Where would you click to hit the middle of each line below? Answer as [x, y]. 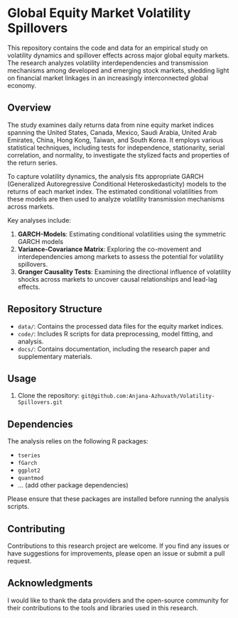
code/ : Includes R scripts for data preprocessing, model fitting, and [115, 333]
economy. [22, 85]
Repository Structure [55, 309]
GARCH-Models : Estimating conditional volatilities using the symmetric [121, 234]
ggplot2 [29, 471]
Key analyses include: [39, 220]
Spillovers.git [40, 402]
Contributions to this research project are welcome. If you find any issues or [118, 546]
